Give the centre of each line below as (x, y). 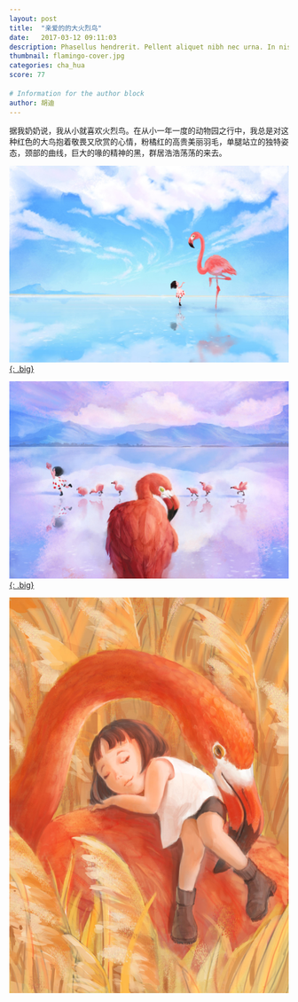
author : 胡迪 (32, 103)
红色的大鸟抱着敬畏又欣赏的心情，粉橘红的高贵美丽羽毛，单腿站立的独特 (149, 141)
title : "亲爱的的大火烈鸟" (55, 28)
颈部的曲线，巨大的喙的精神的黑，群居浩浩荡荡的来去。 (125, 153)
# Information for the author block (77, 93)
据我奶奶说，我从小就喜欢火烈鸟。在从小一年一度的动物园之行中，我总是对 (145, 130)
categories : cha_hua (47, 66)
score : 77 (27, 75)
